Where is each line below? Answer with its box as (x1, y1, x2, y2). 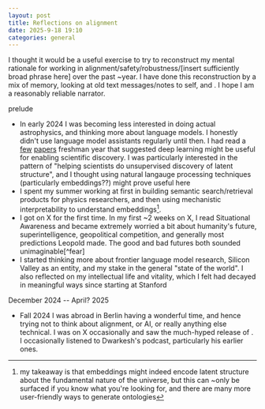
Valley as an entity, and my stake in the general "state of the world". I (19, 263, 244, 272)
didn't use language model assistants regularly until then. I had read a (19, 136, 246, 146)
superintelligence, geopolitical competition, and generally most (19, 230, 225, 239)
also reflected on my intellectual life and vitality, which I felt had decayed (19, 272, 256, 281)
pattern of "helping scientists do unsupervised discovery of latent (19, 161, 233, 171)
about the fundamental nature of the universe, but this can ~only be (19, 375, 241, 385)
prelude (8, 104, 34, 114)
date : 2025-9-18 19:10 (8, 26, 83, 34)
